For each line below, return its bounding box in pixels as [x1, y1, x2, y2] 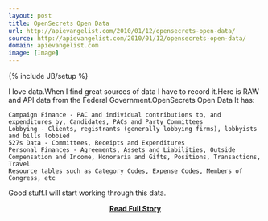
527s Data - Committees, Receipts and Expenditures [8, 139, 185, 147]
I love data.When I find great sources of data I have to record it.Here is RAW [8, 87, 259, 96]
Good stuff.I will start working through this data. [8, 188, 167, 198]
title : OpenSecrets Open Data [8, 19, 110, 27]
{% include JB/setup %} [8, 72, 89, 80]
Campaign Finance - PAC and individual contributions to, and [8, 111, 221, 119]
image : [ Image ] [8, 49, 60, 57]
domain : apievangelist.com [8, 42, 99, 50]
